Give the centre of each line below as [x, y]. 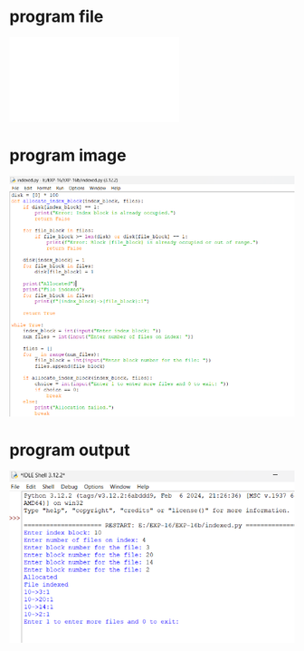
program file [57, 17]
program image [68, 155]
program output [70, 450]
